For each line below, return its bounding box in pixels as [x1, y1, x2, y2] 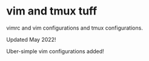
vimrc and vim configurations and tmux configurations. [6, 24, 144, 31]
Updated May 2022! [6, 36, 56, 43]
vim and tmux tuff [6, 4, 98, 18]
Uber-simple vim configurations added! [6, 47, 104, 55]
